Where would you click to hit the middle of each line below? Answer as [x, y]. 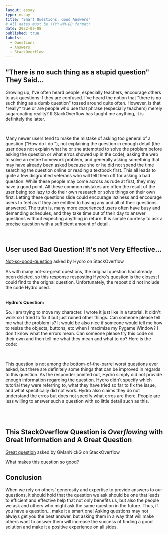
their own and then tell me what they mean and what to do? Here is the [78, 339]
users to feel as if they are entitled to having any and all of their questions [81, 203]
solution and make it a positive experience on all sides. [62, 527]
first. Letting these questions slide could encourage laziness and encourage [83, 197]
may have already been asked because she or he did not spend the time [80, 165]
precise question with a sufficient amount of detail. [58, 224]
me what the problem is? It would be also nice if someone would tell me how [84, 323]
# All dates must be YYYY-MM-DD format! [48, 24]
